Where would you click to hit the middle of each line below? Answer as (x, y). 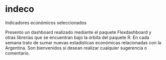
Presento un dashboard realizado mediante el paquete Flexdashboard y (78, 32)
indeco (20, 9)
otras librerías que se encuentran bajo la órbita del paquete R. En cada (77, 37)
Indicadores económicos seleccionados (46, 23)
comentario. (17, 53)
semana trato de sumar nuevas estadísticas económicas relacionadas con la (83, 42)
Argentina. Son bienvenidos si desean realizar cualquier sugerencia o (76, 48)
